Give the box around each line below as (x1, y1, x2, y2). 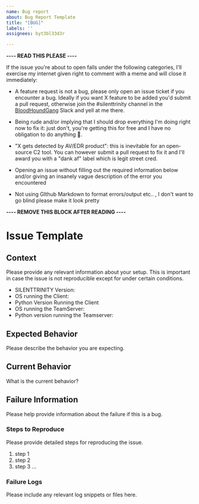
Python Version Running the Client (14, 299, 99, 306)
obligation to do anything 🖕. (14, 131, 83, 138)
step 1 (14, 450, 30, 457)
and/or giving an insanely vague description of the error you (14, 173, 162, 180)
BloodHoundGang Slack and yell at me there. (14, 107, 125, 114)
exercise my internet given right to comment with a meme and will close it (6, 70, 187, 77)
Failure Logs (6, 477, 43, 486)
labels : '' (6, 25, 33, 31)
